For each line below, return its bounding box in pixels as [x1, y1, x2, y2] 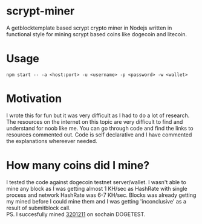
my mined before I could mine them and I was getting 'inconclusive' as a [6, 197, 186, 205]
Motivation [6, 92, 62, 106]
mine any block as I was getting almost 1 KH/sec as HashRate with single [6, 185, 187, 192]
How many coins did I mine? [6, 159, 150, 172]
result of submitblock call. [6, 204, 71, 211]
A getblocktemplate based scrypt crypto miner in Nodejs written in [6, 24, 172, 31]
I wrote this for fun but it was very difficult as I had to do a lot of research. [6, 112, 190, 119]
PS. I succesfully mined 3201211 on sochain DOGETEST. [6, 210, 146, 218]
